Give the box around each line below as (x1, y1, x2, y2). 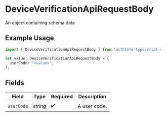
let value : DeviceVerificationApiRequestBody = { (5, 56, 110, 61)
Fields (5, 79, 25, 87)
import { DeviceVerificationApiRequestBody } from (5, 47, 112, 52)
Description (78, 93, 107, 100)
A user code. (77, 102, 107, 109)
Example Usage (5, 34, 54, 42)
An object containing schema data (5, 20, 75, 26)
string (33, 102, 46, 109)
